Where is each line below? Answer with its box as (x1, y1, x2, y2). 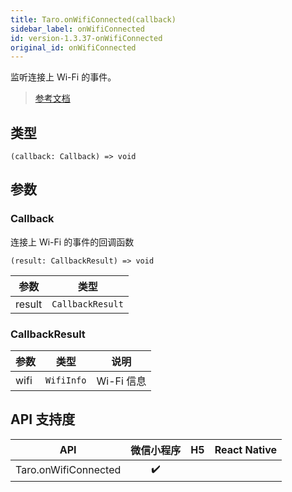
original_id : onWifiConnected (10, 42, 137, 53)
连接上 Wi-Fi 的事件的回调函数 (10, 236, 135, 248)
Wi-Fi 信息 (96, 374, 147, 388)
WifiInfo (45, 375, 87, 386)
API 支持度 (10, 411, 76, 428)
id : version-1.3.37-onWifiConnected (10, 33, 163, 43)
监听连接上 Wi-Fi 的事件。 (10, 71, 117, 83)
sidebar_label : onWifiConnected (10, 24, 145, 34)
